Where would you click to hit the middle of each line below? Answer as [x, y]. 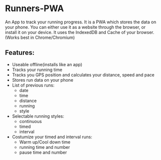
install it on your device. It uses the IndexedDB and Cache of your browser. [80, 32]
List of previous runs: [33, 85]
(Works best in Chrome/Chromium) [40, 37]
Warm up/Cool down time [45, 142]
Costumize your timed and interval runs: [52, 137]
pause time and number [43, 152]
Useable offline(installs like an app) [47, 64]
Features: [20, 53]
